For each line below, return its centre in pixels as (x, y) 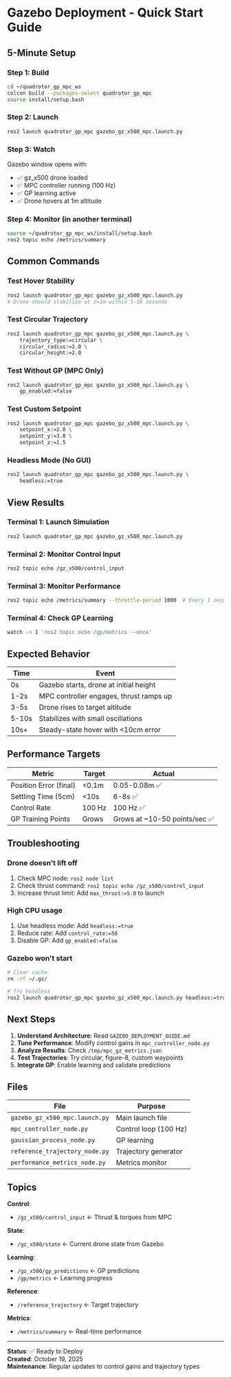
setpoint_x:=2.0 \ (46, 430)
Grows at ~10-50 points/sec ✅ (164, 819)
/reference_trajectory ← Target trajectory (78, 1305)
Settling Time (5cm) (43, 796)
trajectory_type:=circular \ (61, 340)
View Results (36, 503)
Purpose (152, 1107)
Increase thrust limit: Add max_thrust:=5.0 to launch (90, 893)
